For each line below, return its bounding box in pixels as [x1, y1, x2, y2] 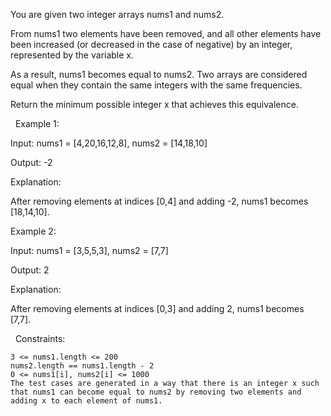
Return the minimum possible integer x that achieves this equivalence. [10, 99, 299, 110]
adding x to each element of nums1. [10, 396, 163, 406]
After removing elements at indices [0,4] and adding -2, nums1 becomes [10, 195, 309, 207]
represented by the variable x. [10, 49, 135, 61]
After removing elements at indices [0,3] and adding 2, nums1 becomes [10, 303, 305, 314]
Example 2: [10, 225, 57, 237]
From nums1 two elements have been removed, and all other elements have [10, 28, 322, 39]
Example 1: [14, 118, 60, 129]
